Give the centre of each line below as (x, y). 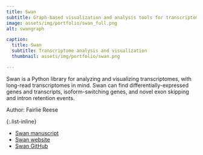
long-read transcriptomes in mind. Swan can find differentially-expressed (98, 85)
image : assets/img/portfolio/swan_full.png (62, 23)
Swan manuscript (37, 133)
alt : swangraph (25, 29)
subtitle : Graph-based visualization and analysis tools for (85, 17)
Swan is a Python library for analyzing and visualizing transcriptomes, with (99, 78)
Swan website (32, 139)
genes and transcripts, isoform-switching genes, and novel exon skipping (98, 92)
